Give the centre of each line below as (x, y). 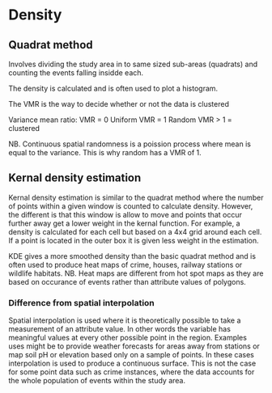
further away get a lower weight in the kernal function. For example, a (124, 223)
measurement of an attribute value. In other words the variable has (119, 329)
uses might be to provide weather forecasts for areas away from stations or (134, 346)
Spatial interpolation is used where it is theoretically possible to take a (125, 320)
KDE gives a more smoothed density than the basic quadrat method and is (132, 256)
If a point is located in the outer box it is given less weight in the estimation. (134, 240)
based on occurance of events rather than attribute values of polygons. (127, 281)
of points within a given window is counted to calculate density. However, (131, 206)
